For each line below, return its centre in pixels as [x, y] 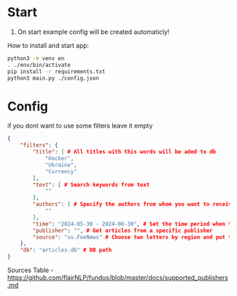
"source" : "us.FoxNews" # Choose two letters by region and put [129, 237]
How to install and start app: [48, 45]
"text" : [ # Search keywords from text [91, 185]
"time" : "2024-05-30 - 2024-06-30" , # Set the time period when [129, 224]
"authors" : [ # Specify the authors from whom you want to [121, 204]
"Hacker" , [59, 159]
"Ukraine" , [61, 165]
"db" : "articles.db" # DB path [66, 250]
